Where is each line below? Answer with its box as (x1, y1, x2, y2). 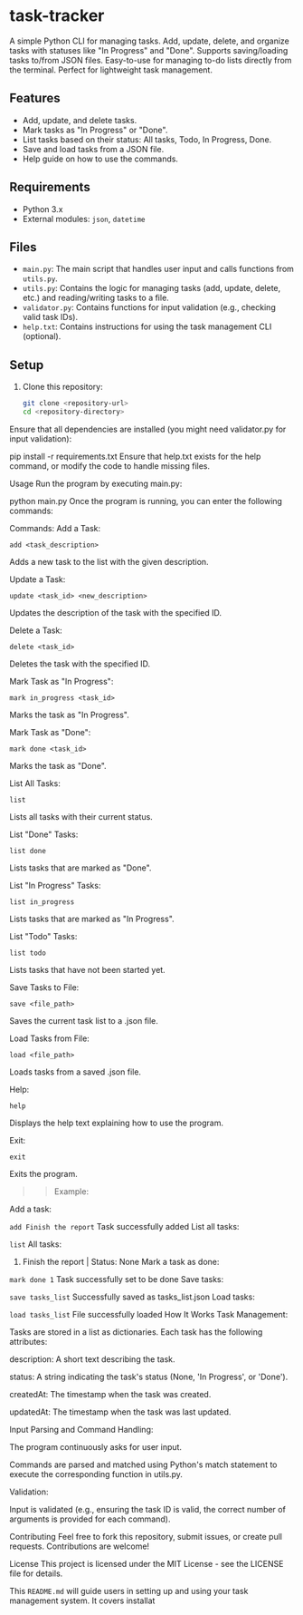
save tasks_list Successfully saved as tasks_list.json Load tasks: (9, 1291, 255, 1302)
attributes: (9, 1336, 48, 1347)
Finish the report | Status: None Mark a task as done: (22, 1256, 220, 1267)
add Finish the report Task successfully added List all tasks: (9, 1221, 240, 1231)
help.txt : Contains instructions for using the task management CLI (22, 321, 272, 332)
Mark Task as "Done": (9, 726, 91, 737)
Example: (53, 1185, 89, 1197)
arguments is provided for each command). (9, 1513, 171, 1524)
